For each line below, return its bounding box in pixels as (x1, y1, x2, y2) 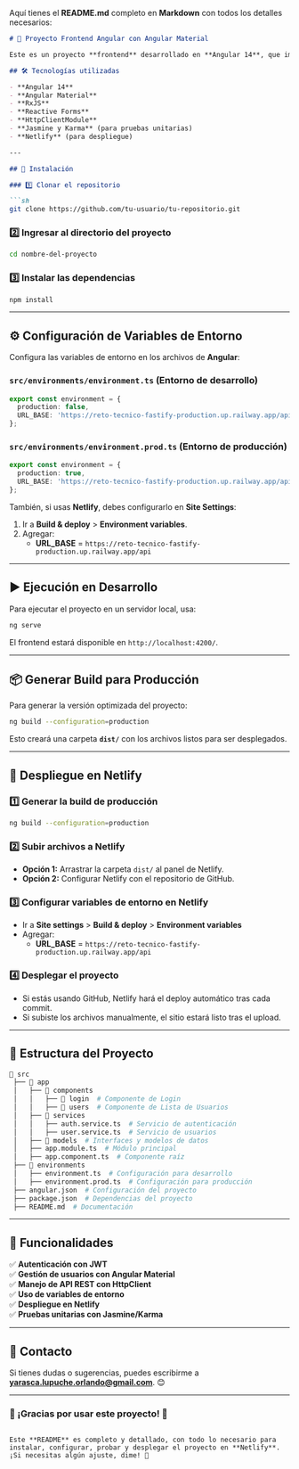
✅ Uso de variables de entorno (9, 1289, 125, 1300)
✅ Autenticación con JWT (9, 1259, 108, 1269)
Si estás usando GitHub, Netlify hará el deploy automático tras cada (21, 993, 271, 1004)
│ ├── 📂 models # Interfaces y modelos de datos (12, 1136, 209, 1145)
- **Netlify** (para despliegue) (9, 132, 133, 141)
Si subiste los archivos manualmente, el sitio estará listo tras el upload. (21, 1012, 282, 1022)
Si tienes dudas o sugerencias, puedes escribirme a (9, 1367, 199, 1378)
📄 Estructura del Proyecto (9, 1046, 154, 1062)
